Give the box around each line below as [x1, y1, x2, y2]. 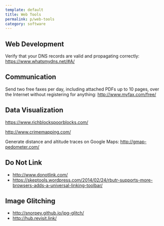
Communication [5, 73, 56, 81]
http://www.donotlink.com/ [12, 171, 68, 177]
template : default [5, 7, 43, 12]
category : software [5, 21, 46, 26]
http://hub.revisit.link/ [12, 215, 57, 221]
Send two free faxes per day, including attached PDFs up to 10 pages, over [5, 86, 159, 92]
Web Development [5, 39, 64, 48]
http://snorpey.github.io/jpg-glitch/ [12, 210, 84, 216]
